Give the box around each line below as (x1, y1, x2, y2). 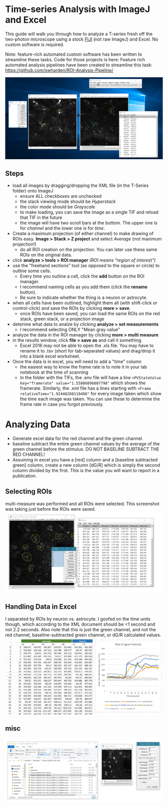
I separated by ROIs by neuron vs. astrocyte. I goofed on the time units (5, 616, 151, 622)
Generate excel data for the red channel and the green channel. (12, 435, 143, 441)
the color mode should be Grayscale (19, 204, 95, 210)
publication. (12, 473, 37, 479)
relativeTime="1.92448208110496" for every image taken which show (19, 391, 161, 397)
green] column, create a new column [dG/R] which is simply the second (12, 462, 160, 468)
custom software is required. (5, 41, 64, 47)
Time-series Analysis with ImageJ (5, 4, 150, 15)
